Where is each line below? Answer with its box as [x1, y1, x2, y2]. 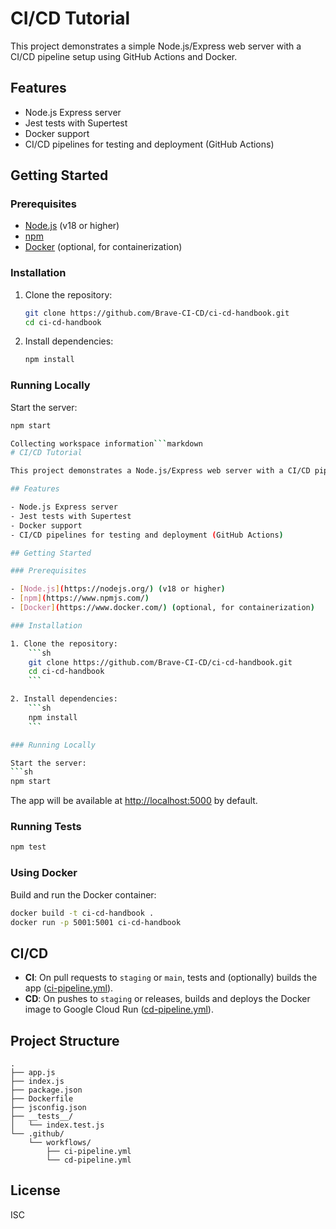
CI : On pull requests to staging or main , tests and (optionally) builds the [24, 972, 318, 984]
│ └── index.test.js [10, 1120, 105, 1130]
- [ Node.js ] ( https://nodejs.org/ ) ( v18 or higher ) [10, 584, 226, 594]
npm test [10, 842, 47, 852]
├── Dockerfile [10, 1094, 74, 1104]
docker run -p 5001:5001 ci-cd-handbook [10, 917, 182, 927]
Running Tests [10, 820, 82, 834]
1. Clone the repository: [10, 638, 118, 649]
